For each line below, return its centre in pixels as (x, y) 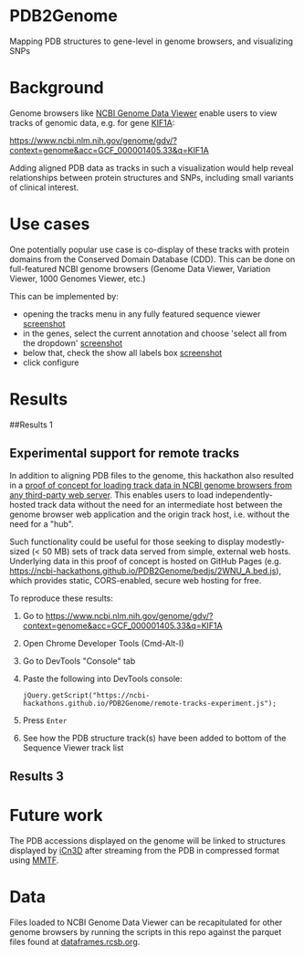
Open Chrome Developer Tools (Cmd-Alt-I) (103, 643)
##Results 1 (31, 425)
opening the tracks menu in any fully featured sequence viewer (142, 314)
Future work (56, 816)
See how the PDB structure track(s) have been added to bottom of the (154, 738)
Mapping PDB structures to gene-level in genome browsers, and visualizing (152, 41)
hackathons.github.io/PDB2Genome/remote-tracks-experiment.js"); (149, 703)
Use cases (50, 224)
